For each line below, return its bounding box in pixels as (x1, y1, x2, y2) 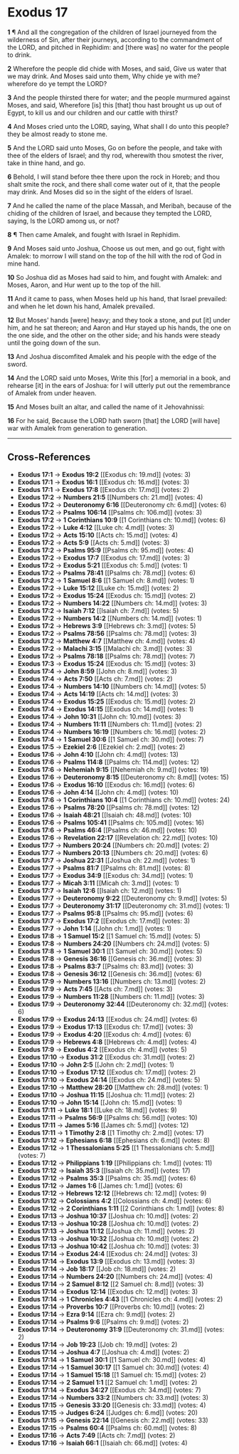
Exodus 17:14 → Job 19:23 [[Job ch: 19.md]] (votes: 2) (17, 1340, 178, 1349)
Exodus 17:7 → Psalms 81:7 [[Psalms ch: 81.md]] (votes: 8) (17, 863, 191, 872)
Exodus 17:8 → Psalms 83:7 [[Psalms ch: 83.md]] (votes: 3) (17, 962, 194, 971)
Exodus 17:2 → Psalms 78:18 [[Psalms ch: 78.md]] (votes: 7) (17, 652, 196, 660)
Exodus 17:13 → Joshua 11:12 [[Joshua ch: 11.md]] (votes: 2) (17, 1226, 195, 1235)
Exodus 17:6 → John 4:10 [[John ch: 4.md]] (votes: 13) (17, 750, 179, 758)
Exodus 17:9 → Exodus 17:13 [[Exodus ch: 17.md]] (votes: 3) (17, 1022, 193, 1031)
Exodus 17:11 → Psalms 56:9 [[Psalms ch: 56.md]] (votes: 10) (17, 1113, 198, 1121)
